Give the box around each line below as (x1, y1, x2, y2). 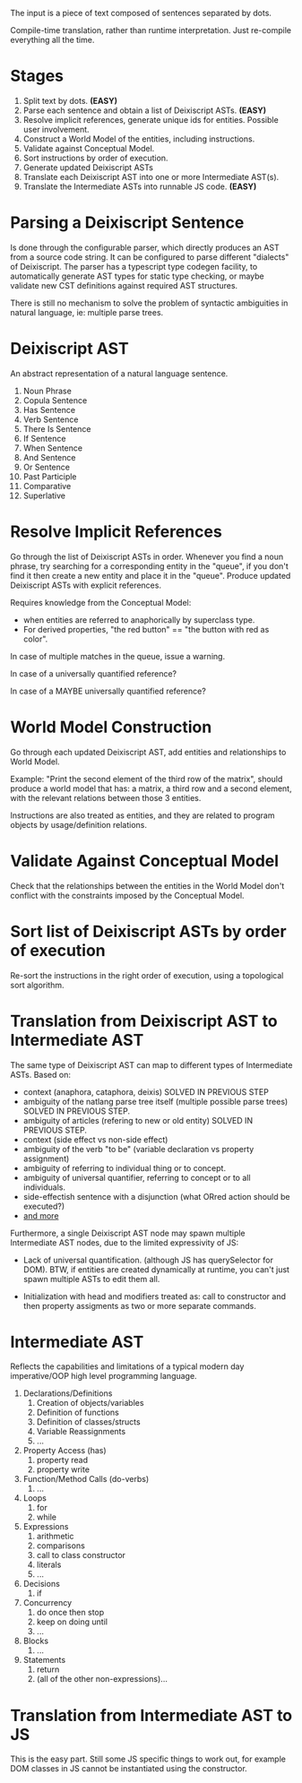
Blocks (22, 1635, 48, 1647)
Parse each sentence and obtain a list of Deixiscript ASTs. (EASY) (22, 105, 267, 116)
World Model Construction (10, 717, 212, 737)
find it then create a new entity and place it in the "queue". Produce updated (10, 570, 291, 581)
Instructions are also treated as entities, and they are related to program (10, 810, 275, 821)
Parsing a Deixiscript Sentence (10, 212, 245, 233)
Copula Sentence (22, 394, 88, 406)
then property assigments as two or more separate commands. (22, 1300, 256, 1311)
